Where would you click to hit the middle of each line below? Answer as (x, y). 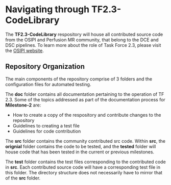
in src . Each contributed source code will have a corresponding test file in (83, 167)
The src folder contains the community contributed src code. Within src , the (86, 141)
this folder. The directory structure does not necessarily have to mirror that (84, 172)
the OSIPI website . (25, 50)
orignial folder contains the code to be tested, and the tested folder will (81, 146)
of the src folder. (23, 178)
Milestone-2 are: (23, 105)
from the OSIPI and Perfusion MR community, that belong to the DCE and (82, 40)
